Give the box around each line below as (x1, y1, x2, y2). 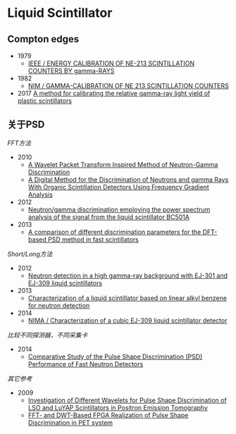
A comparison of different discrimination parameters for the (27, 228, 201, 236)
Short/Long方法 (7, 249, 53, 258)
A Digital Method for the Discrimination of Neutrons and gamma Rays (27, 175, 229, 184)
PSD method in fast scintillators (48, 235, 139, 244)
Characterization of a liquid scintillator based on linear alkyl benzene (27, 294, 228, 302)
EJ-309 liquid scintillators (27, 278, 103, 287)
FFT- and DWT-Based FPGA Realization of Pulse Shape (27, 411, 189, 419)
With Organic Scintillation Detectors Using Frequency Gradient (27, 182, 209, 191)
